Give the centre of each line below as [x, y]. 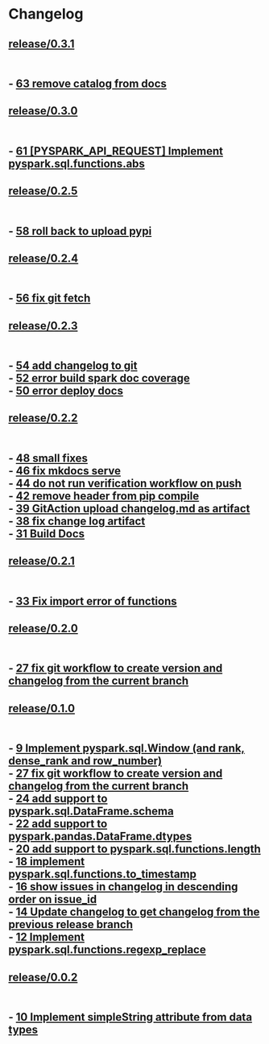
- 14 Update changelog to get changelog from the [134, 912]
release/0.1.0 [41, 708]
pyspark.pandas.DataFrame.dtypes [100, 837]
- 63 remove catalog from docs [88, 83]
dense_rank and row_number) [85, 761]
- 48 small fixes [48, 458]
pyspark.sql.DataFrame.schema [91, 812]
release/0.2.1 [41, 561]
